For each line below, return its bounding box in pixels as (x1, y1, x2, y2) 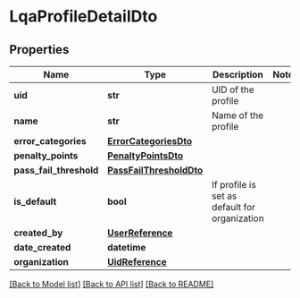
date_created (13, 242, 71, 253)
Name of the (211, 109, 264, 122)
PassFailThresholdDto (106, 164, 204, 176)
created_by (13, 226, 63, 239)
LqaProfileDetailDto (9, 6, 158, 27)
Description (212, 69, 263, 81)
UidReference (106, 256, 167, 268)
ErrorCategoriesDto (106, 135, 193, 147)
